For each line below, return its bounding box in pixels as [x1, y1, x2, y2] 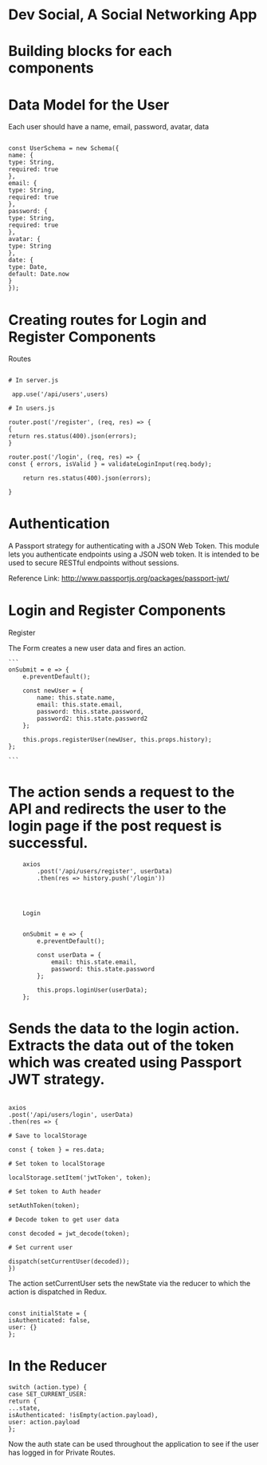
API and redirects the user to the [8, 800, 227, 818]
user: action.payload [8, 1418, 80, 1426]
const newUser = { [22, 687, 84, 695]
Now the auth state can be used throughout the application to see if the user [8, 1439, 259, 1448]
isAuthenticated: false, [8, 1317, 91, 1324]
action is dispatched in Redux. [8, 1287, 108, 1297]
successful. [8, 834, 88, 852]
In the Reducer [8, 1357, 108, 1375]
